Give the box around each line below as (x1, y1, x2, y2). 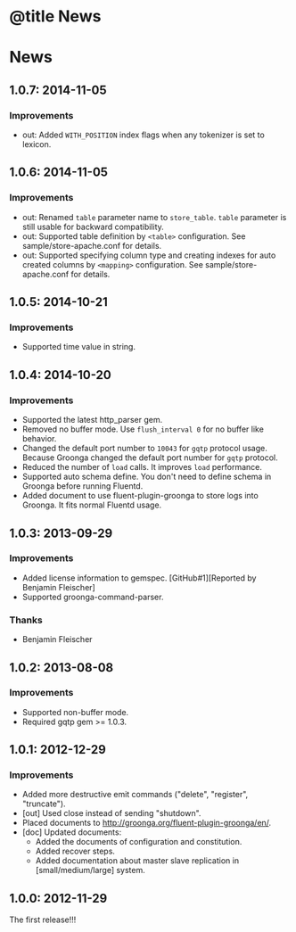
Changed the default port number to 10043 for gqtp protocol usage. (21, 443, 267, 454)
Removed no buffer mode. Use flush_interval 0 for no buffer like (21, 424, 265, 434)
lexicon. (21, 139, 52, 150)
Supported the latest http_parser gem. (21, 415, 163, 425)
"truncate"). (21, 798, 66, 809)
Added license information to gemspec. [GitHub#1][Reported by (21, 573, 257, 583)
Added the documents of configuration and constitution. (35, 837, 243, 847)
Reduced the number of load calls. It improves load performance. (21, 462, 263, 473)
